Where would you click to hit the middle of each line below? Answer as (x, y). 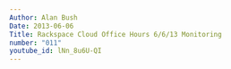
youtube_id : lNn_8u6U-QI (56, 51)
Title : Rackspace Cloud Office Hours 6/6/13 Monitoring (115, 34)
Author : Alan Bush (43, 17)
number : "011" (36, 43)
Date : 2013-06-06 (42, 26)
